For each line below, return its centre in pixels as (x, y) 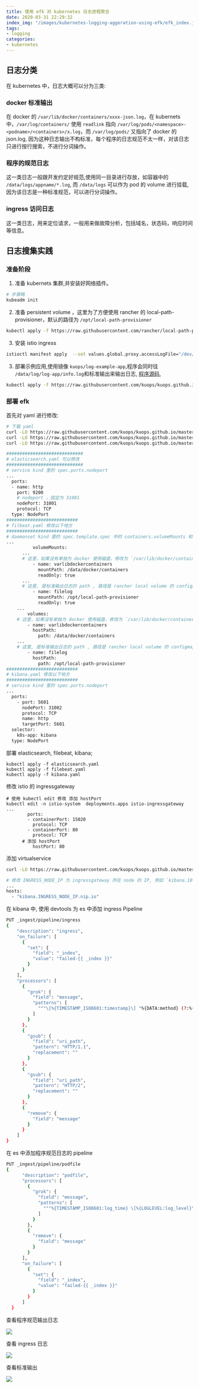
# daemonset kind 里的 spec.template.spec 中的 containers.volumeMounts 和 (99, 537)
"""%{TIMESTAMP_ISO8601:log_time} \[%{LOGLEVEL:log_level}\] (120, 1209)
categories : (21, 39)
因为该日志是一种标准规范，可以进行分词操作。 (63, 192)
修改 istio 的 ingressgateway (41, 786)
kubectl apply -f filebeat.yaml (46, 769)
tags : (13, 28)
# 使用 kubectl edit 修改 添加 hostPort (54, 798)
